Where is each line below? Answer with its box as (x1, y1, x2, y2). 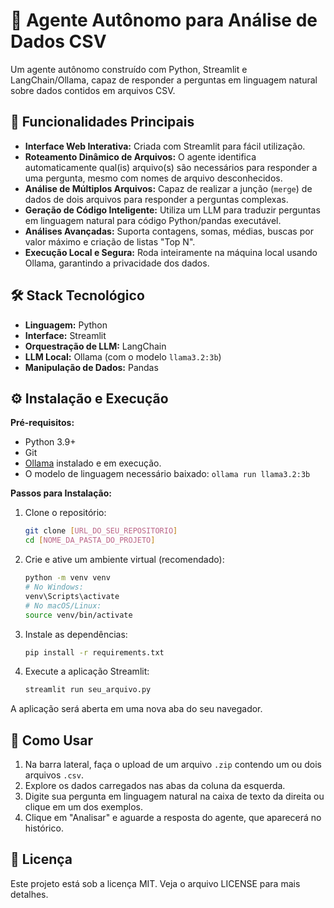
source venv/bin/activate (24, 610, 133, 620)
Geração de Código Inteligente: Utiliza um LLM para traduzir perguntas (24, 204, 321, 216)
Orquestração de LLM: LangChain (24, 340, 167, 352)
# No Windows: (24, 582, 84, 592)
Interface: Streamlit (24, 329, 107, 341)
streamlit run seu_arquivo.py (24, 685, 152, 695)
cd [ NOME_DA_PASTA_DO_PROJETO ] (24, 535, 156, 546)
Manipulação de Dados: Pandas (24, 361, 159, 373)
